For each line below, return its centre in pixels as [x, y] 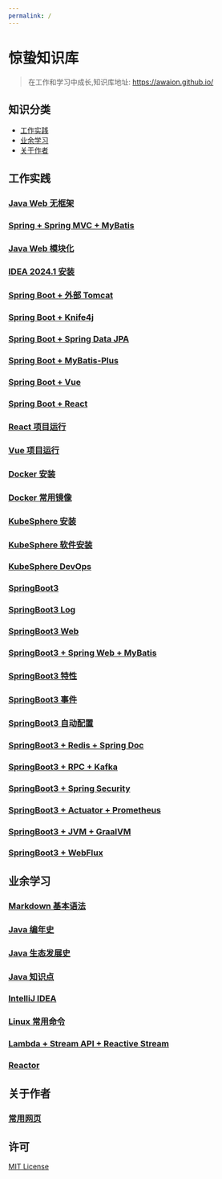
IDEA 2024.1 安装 [41, 272]
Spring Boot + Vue [45, 383]
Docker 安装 [32, 473]
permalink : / [30, 16]
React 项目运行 [37, 427]
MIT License [29, 1167]
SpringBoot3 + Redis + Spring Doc [76, 745]
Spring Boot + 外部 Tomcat [61, 296]
